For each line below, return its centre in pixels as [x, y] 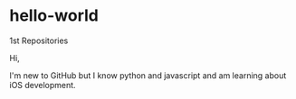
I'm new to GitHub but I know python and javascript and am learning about [148, 75]
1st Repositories [39, 40]
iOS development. [43, 85]
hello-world [54, 16]
